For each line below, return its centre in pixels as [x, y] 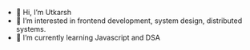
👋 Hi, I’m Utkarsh [44, 12]
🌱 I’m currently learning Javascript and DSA [88, 37]
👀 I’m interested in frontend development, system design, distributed [129, 21]
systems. [31, 29]
